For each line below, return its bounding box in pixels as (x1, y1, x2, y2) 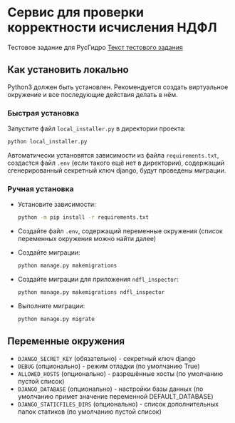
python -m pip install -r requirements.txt (17, 214, 150, 221)
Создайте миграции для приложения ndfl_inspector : (17, 275, 179, 283)
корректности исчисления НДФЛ (7, 19, 217, 36)
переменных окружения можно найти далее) (17, 235, 157, 243)
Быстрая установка (7, 108, 80, 118)
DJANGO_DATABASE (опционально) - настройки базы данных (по (17, 384, 204, 393)
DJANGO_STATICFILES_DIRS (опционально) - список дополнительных (17, 399, 219, 408)
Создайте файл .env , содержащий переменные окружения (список (17, 227, 223, 235)
